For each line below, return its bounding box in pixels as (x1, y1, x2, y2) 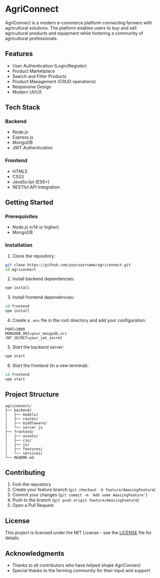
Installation (5, 242, 33, 249)
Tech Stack (5, 103, 40, 112)
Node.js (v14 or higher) (12, 224, 59, 230)
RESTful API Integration (12, 184, 60, 190)
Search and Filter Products (12, 73, 66, 79)
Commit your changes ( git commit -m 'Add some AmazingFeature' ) (12, 492, 148, 498)
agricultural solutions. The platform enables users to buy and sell (5, 25, 137, 31)
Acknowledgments (5, 549, 65, 557)
